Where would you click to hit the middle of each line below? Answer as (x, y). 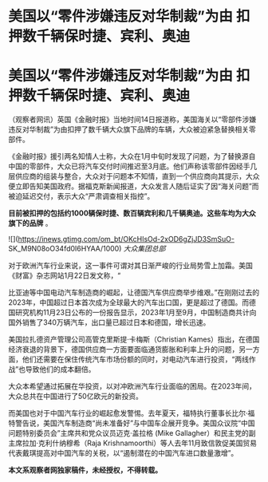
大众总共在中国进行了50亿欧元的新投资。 (76, 397)
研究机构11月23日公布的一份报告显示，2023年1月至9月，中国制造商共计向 (136, 313)
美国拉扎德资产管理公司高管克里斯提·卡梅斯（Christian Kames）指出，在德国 (134, 339)
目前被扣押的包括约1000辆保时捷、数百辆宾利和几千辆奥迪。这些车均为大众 (132, 213)
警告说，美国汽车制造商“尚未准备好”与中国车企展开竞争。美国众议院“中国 (135, 423)
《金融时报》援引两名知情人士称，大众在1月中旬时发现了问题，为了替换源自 (132, 156)
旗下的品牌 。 (30, 223)
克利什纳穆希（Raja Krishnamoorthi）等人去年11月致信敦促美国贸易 (148, 443)
